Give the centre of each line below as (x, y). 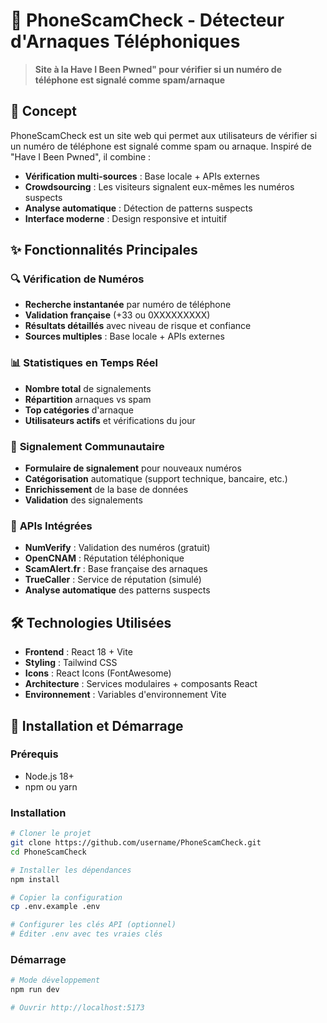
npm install (35, 879)
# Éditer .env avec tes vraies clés (86, 934)
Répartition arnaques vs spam (88, 399)
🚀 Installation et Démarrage (97, 725)
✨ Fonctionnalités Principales (104, 250)
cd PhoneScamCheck (48, 852)
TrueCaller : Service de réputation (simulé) (113, 580)
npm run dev (35, 990)
